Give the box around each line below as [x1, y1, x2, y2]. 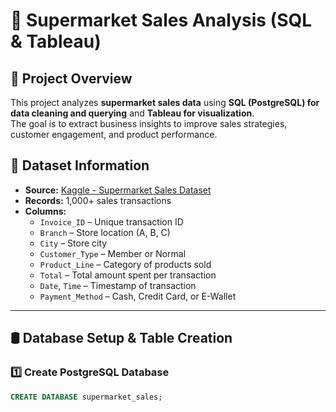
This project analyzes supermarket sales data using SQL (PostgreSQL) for [10, 97, 320, 108]
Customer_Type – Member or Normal [39, 247, 187, 259]
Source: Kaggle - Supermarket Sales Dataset [24, 184, 212, 196]
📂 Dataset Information [10, 157, 150, 174]
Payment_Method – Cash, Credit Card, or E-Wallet [39, 290, 237, 302]
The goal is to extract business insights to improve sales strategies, [10, 118, 288, 129]
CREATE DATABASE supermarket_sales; [10, 392, 163, 402]
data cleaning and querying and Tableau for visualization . [10, 107, 255, 119]
